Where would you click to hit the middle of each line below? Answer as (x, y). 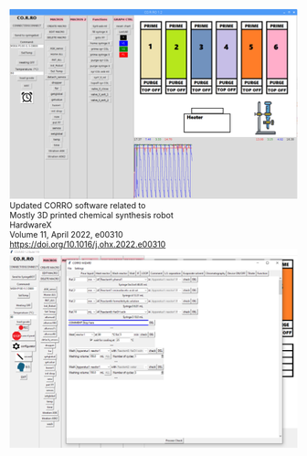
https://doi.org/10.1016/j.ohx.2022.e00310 (88, 244)
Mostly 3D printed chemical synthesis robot (91, 216)
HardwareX (31, 225)
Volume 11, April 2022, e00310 (66, 235)
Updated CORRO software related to (78, 206)
